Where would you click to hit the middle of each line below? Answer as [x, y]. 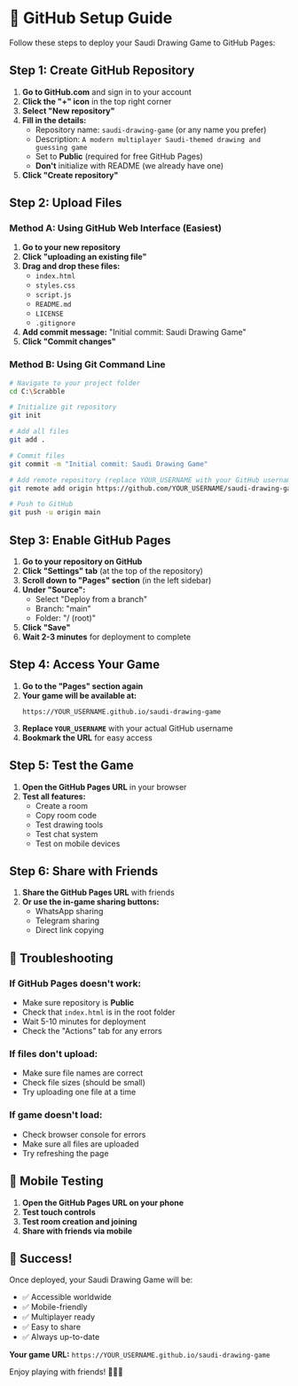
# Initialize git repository [63, 407]
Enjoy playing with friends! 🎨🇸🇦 [67, 1372]
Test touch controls [59, 1212]
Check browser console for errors [84, 1134]
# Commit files [37, 456]
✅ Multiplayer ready [59, 1317]
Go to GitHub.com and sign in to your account [107, 91]
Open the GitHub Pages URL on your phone [103, 1202]
